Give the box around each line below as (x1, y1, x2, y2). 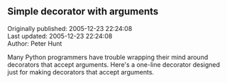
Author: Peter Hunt (7, 39, 62, 48)
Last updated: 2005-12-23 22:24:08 (7, 32, 113, 40)
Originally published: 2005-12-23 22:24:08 (7, 24, 133, 32)
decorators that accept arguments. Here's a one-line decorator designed (7, 60, 221, 69)
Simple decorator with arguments (7, 6, 159, 18)
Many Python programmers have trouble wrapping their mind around (7, 53, 209, 61)
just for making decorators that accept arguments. (7, 68, 155, 76)
